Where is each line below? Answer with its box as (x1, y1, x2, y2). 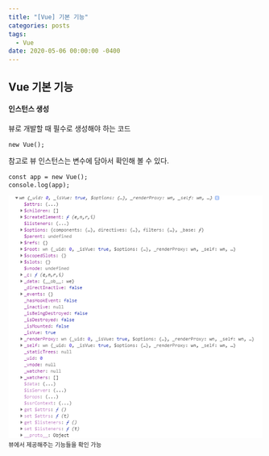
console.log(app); (8, 181, 70, 189)
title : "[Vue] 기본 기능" (8, 13, 89, 21)
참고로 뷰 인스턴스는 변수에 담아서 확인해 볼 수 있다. (8, 156, 169, 165)
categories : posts (8, 21, 70, 30)
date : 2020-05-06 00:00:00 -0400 (8, 47, 121, 56)
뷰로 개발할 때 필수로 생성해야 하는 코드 (8, 123, 131, 133)
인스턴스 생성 (8, 104, 50, 114)
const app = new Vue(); (8, 173, 89, 181)
